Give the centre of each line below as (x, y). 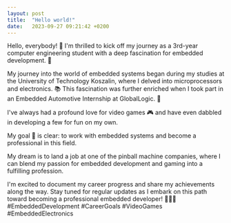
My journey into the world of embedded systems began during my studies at (116, 74)
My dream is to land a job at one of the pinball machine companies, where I (114, 156)
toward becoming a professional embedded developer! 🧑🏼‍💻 (92, 199)
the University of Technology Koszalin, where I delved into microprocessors (115, 81)
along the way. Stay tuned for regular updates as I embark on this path (107, 192)
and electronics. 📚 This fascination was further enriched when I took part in (115, 89)
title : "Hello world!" (41, 20)
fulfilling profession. (36, 171)
